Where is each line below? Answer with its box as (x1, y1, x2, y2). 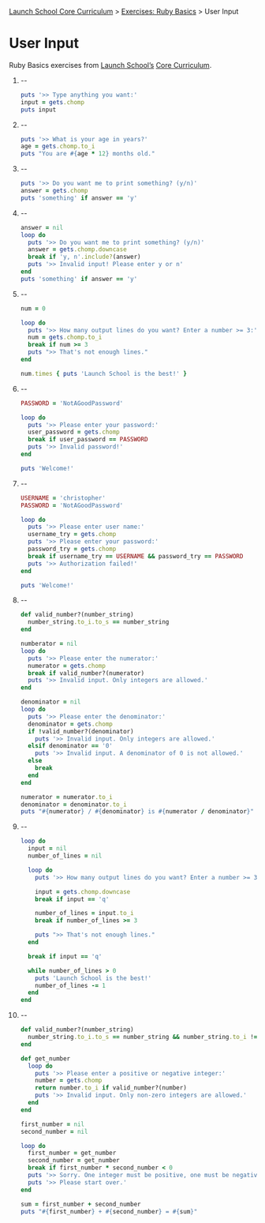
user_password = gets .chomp (28, 428, 121, 437)
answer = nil (20, 223, 64, 231)
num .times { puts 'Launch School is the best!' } (20, 370, 188, 377)
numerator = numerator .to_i (20, 793, 113, 801)
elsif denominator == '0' (28, 742, 113, 750)
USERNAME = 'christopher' (20, 493, 106, 502)
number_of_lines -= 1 (35, 981, 106, 989)
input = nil (28, 845, 67, 853)
